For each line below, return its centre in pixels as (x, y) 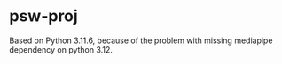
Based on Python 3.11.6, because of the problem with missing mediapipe (141, 40)
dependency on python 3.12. (61, 49)
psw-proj (43, 16)
